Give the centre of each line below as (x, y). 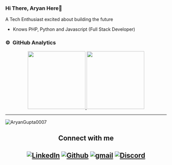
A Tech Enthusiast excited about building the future (59, 20)
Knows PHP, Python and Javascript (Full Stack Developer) (74, 29)
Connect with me (86, 138)
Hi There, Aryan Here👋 (34, 8)
